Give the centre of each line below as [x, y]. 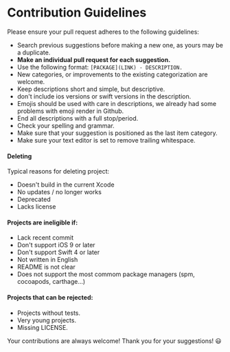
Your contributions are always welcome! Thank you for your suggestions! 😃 [114, 341]
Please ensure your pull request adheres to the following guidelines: [103, 32]
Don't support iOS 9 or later [56, 245]
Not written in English [47, 260]
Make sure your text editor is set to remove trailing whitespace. [106, 140]
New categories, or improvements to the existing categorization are [112, 74]
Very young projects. [47, 320]
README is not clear [46, 267]
